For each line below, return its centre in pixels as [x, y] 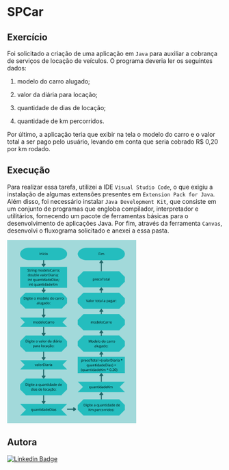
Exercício [27, 37]
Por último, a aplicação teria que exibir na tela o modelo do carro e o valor [111, 134]
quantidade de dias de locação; [61, 108]
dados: [17, 68]
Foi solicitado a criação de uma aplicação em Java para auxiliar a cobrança [112, 53]
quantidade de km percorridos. [60, 121]
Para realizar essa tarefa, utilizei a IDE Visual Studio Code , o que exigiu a [110, 187]
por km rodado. [29, 149]
